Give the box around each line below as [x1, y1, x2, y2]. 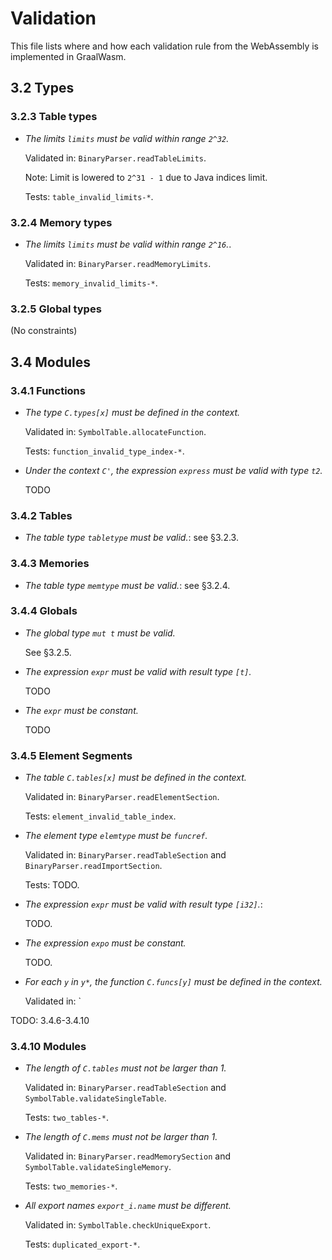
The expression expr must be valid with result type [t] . [24, 665, 252, 677]
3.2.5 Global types [10, 302, 102, 316]
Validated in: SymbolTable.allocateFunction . [24, 425, 207, 437]
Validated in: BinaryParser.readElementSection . [24, 791, 220, 803]
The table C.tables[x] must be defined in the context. [24, 772, 247, 784]
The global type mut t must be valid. [24, 627, 176, 639]
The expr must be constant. [24, 704, 139, 716]
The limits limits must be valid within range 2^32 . [24, 132, 230, 144]
